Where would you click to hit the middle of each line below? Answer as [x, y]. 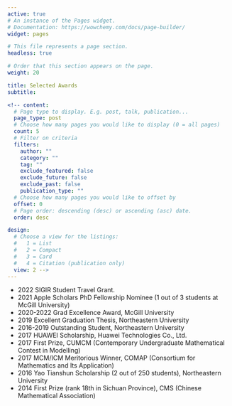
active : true [27, 14]
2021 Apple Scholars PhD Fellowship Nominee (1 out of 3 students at [118, 298]
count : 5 [27, 132]
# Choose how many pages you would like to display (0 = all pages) [117, 125]
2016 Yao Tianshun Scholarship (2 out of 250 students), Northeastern [119, 373]
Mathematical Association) [56, 396]
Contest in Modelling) [49, 351]
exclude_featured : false [57, 171]
